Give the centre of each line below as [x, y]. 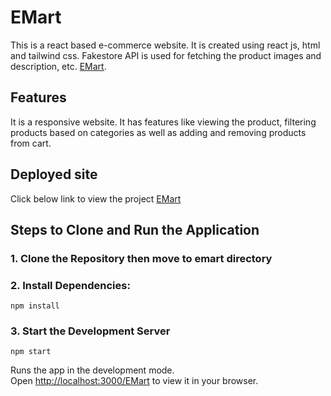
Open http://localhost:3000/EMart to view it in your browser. [134, 381]
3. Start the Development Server [90, 331]
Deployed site [54, 174]
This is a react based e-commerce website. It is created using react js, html [165, 45]
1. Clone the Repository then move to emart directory [141, 258]
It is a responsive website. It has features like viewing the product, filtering [163, 122]
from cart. [31, 143]
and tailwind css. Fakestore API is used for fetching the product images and [166, 55]
